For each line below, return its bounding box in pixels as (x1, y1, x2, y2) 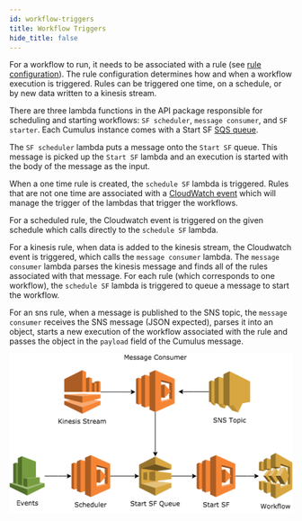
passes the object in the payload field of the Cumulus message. (9, 336, 244, 346)
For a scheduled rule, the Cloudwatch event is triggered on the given (9, 215, 263, 226)
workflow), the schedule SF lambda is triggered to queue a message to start (9, 280, 289, 292)
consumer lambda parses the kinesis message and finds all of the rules (9, 261, 268, 272)
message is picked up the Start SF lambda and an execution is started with (9, 151, 289, 162)
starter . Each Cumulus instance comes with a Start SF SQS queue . (9, 124, 259, 135)
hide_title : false (9, 33, 78, 42)
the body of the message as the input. (9, 161, 150, 172)
